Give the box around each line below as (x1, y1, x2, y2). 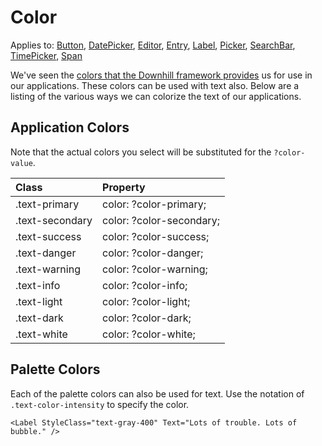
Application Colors (10, 119, 130, 136)
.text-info (15, 278, 61, 292)
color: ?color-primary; (102, 197, 207, 211)
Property (102, 180, 146, 194)
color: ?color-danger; (102, 246, 204, 260)
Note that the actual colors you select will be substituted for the (10, 146, 272, 158)
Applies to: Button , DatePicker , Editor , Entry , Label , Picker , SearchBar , (10, 39, 296, 51)
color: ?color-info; (102, 278, 188, 292)
